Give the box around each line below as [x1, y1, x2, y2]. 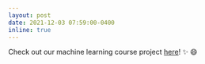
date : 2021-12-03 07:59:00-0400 [8, 19, 115, 27]
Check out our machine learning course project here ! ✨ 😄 [8, 48, 198, 57]
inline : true [8, 26, 51, 34]
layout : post [8, 11, 51, 20]
